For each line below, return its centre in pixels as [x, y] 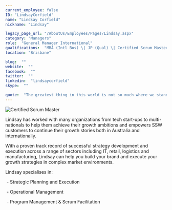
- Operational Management [35, 192]
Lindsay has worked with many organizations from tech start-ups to [77, 119]
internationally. [21, 136]
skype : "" [17, 86]
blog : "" [16, 62]
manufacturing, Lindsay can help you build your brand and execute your [81, 156]
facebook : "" [20, 71]
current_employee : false [32, 10]
